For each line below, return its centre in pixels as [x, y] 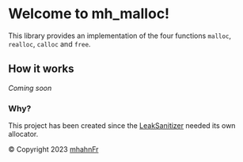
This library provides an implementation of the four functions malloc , [120, 36]
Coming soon [30, 88]
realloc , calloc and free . [49, 43]
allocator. [23, 134]
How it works [41, 69]
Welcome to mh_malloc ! [89, 14]
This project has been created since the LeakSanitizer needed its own [122, 126]
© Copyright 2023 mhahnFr [53, 149]
